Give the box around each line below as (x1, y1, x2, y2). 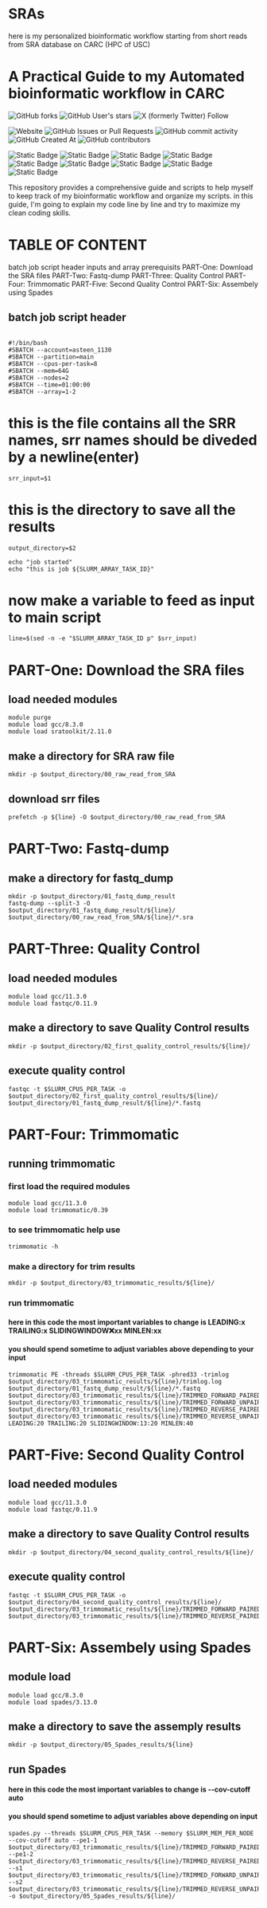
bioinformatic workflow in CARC (8, 84, 225, 103)
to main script (8, 608, 102, 626)
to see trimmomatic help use (8, 1224, 121, 1235)
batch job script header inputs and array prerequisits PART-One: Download (8, 262, 253, 272)
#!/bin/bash (8, 339, 48, 347)
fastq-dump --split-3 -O (8, 900, 91, 908)
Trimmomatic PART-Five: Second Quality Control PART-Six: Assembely (26, 279, 258, 289)
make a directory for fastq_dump (8, 871, 174, 885)
